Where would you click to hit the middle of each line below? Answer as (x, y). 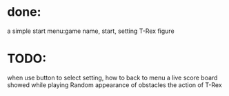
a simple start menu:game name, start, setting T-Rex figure (91, 31)
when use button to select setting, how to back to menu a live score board (112, 77)
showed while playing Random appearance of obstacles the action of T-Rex (114, 85)
